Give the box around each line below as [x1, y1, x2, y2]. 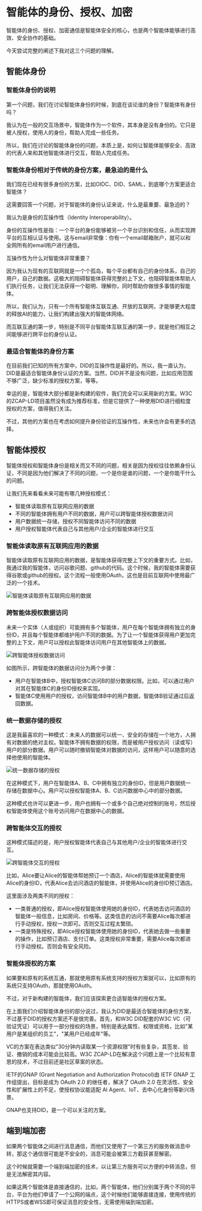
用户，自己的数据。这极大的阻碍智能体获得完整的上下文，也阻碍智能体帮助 [6, 275, 191, 282]
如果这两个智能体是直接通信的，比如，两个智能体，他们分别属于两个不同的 [6, 1183, 191, 1190]
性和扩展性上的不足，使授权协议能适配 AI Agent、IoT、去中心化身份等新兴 [6, 1085, 189, 1093]
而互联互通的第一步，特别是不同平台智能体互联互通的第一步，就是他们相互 [6, 323, 191, 330]
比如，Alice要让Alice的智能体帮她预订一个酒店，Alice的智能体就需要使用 [6, 872, 185, 879]
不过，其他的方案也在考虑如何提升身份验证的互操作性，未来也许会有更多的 [6, 418, 191, 425]
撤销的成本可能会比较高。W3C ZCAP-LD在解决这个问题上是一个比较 [16, 1050, 185, 1058]
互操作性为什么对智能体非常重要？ [6, 254, 91, 261]
